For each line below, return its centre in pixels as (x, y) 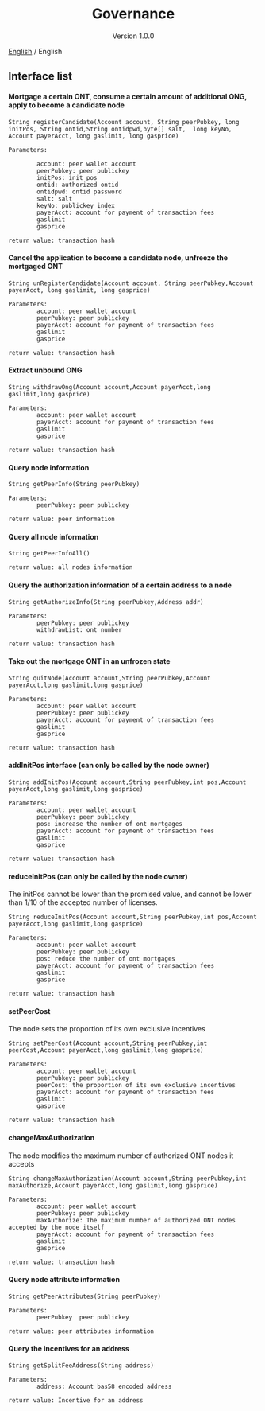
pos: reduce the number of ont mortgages (106, 959)
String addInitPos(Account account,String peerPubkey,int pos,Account (127, 782)
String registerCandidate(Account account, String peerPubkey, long (124, 122)
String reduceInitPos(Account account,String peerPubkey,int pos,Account (133, 917)
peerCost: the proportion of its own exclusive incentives (136, 1086)
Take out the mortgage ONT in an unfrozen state (89, 661)
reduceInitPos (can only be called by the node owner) (98, 876)
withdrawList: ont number (80, 629)
